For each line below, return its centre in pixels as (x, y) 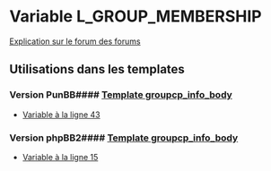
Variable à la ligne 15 (60, 157)
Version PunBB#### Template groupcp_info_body (121, 95)
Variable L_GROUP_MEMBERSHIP (135, 17)
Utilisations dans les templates (97, 69)
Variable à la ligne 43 (61, 115)
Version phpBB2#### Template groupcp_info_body (124, 138)
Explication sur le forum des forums (75, 41)
